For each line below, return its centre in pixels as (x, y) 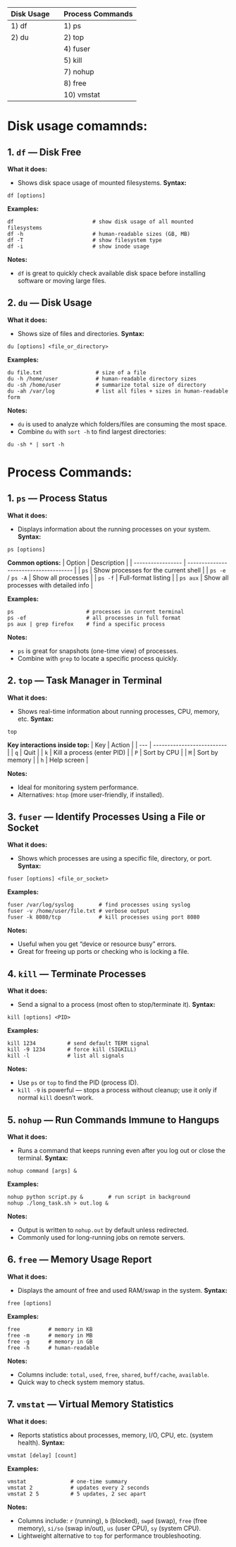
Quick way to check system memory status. (81, 1382)
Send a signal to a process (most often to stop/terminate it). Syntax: (116, 1005)
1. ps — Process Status (57, 498)
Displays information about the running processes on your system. (114, 529)
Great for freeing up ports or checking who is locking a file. (103, 952)
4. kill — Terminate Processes (77, 974)
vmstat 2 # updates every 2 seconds (79, 1488)
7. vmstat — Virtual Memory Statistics (91, 1404)
